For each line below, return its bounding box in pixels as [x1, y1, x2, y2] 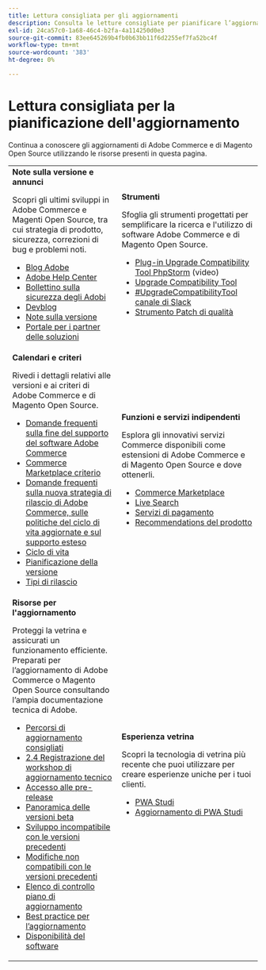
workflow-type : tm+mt [8, 41, 80, 49]
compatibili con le [25, 860, 92, 872]
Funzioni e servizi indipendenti [121, 411, 241, 422]
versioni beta [25, 811, 74, 822]
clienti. [121, 779, 146, 790]
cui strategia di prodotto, [12, 224, 104, 235]
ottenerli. [121, 469, 155, 480]
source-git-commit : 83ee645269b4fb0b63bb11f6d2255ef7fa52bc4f [8, 33, 218, 42]
